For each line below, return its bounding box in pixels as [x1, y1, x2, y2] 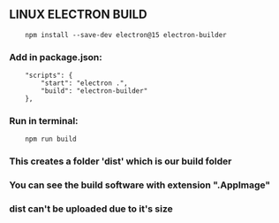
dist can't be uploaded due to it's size [9, 203, 174, 215]
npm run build [25, 135, 77, 144]
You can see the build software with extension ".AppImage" [9, 179, 271, 191]
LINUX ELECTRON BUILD [9, 7, 147, 22]
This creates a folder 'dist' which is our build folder [9, 155, 232, 167]
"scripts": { [25, 71, 73, 81]
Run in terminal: [9, 115, 79, 127]
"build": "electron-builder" [41, 87, 148, 96]
